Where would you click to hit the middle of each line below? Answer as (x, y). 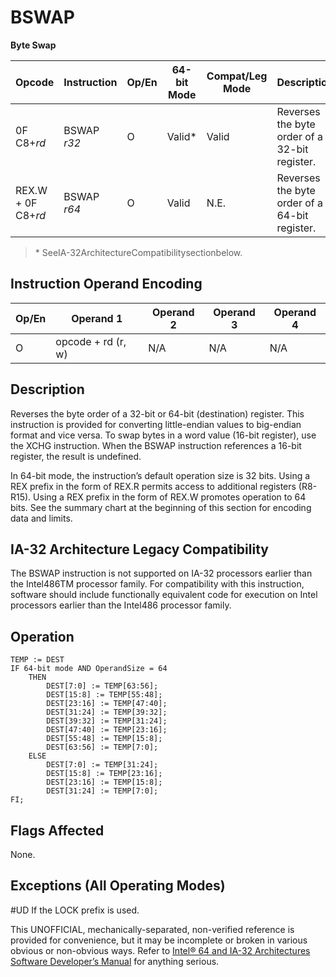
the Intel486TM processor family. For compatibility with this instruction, (157, 584)
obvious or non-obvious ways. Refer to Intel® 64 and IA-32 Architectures (160, 950)
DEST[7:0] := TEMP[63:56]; (102, 686)
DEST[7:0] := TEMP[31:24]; (102, 765)
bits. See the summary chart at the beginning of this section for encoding (161, 507)
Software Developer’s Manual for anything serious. (115, 961)
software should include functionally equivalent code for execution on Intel (164, 595)
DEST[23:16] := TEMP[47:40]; (107, 704)
